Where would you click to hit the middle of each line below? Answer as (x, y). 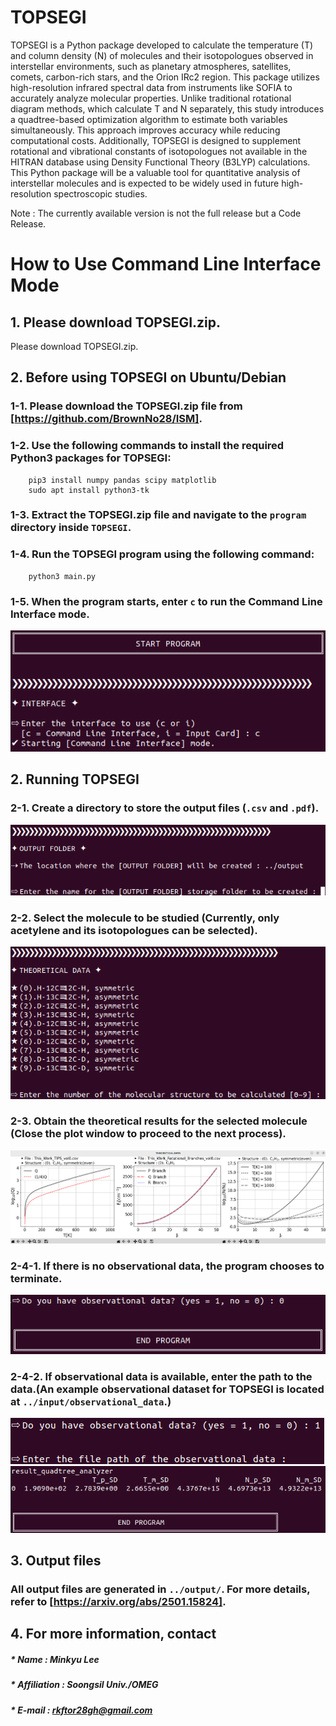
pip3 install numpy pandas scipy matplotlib (122, 480)
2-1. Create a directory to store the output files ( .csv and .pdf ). (165, 808)
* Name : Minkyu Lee (55, 1660)
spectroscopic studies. (100, 193)
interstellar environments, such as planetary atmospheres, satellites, (151, 66)
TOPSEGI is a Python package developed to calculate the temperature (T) (162, 45)
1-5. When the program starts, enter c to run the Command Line (166, 601)
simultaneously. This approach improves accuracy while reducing (145, 130)
